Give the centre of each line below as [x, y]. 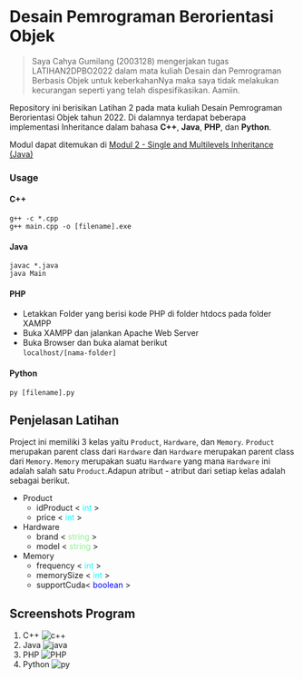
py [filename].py [42, 392]
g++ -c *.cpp [34, 219]
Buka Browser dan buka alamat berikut [95, 343]
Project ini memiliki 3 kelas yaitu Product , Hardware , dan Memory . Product [142, 442]
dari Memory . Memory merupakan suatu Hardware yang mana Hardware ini [140, 461]
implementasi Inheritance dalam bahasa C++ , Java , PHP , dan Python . [141, 127]
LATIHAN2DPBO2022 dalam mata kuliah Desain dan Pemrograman [156, 71]
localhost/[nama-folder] [69, 353]
